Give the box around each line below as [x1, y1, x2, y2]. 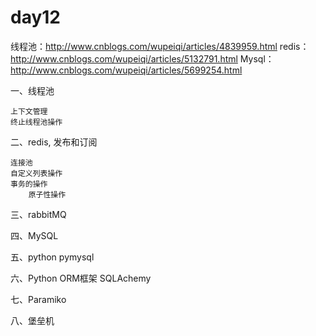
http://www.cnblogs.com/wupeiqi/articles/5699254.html [10, 64, 243, 76]
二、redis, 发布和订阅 [10, 136, 98, 148]
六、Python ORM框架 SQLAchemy [10, 272, 152, 284]
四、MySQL [10, 229, 59, 241]
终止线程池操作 [10, 117, 63, 127]
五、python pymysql [10, 251, 95, 263]
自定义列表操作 [10, 168, 63, 178]
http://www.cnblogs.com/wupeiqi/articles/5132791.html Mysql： [10, 52, 275, 65]
